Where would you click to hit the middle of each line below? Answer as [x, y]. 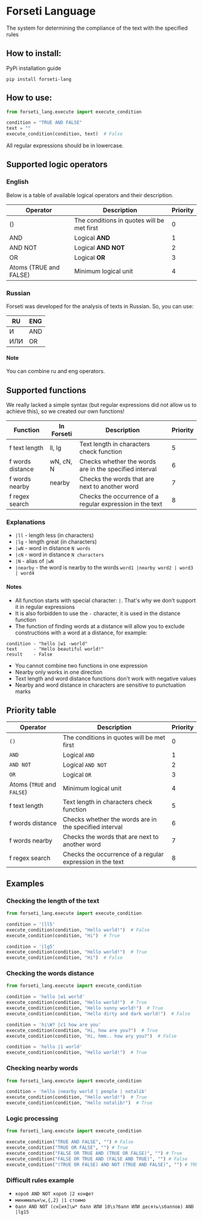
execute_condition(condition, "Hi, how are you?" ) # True [82, 1030]
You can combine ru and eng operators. [56, 371]
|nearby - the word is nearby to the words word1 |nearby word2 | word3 [104, 568]
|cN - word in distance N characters [60, 555]
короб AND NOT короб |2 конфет [54, 1194]
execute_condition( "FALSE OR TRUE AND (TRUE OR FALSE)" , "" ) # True [94, 1153]
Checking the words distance [50, 974]
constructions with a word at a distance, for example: [81, 633]
